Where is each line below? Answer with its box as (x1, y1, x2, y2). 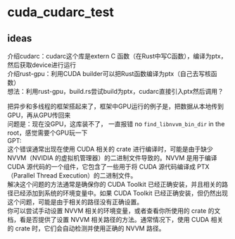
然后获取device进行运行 (7, 61, 76, 69)
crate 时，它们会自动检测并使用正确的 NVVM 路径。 (15, 224, 165, 233)
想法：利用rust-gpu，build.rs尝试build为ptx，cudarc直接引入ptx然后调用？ (7, 87, 224, 95)
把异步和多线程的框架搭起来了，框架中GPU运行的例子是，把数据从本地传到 (7, 102, 224, 110)
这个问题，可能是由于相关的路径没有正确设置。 (7, 198, 143, 206)
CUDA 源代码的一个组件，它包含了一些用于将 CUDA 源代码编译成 (7, 163, 196, 171)
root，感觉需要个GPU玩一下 (7, 128, 88, 137)
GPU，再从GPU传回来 (7, 111, 71, 119)
